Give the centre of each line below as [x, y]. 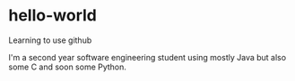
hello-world [53, 16]
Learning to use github [50, 40]
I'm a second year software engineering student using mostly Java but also [147, 57]
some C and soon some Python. [68, 67]
